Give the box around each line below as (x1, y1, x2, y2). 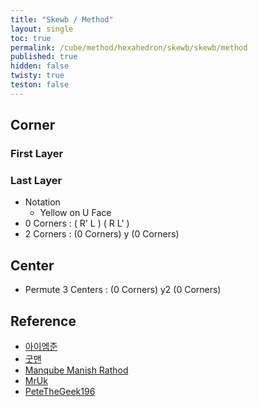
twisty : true (10, 71, 65, 81)
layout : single (10, 24, 74, 34)
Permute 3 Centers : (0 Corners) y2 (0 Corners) (24, 284, 222, 296)
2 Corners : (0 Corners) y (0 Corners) (24, 228, 180, 240)
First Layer (10, 147, 64, 161)
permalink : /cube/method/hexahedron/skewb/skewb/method (10, 42, 248, 53)
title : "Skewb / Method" (10, 14, 114, 25)
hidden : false (10, 61, 70, 71)
